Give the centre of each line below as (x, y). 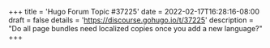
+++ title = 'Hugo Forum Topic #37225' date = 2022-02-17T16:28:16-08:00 (134, 12)
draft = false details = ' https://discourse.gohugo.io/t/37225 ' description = (131, 20)
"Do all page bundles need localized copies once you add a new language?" (136, 28)
